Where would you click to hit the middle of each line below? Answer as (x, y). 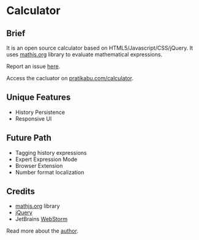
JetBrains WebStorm (41, 219)
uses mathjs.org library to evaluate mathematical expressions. (84, 54)
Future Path (29, 138)
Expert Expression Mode (46, 159)
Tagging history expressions (51, 152)
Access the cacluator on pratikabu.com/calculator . (70, 78)
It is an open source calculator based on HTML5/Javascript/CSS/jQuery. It (100, 48)
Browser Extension (39, 165)
